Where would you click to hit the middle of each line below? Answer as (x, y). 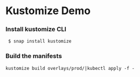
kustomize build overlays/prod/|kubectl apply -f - (70, 68)
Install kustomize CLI (36, 29)
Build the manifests (34, 56)
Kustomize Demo (48, 11)
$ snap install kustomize (40, 41)
